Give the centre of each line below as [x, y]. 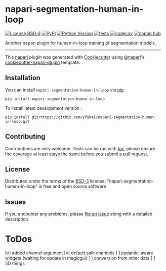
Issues [16, 202]
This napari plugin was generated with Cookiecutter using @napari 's [75, 57]
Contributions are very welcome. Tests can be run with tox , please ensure [80, 148]
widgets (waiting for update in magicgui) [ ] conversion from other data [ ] [80, 258]
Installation [23, 78]
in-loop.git [17, 121]
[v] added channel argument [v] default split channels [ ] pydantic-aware [79, 253]
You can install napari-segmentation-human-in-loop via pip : [65, 90]
